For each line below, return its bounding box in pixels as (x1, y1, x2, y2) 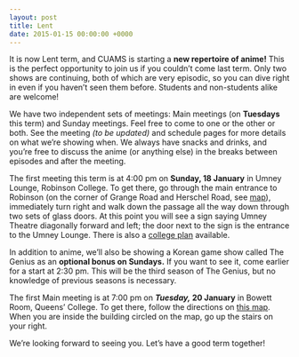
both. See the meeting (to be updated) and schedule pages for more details (9, 128, 287, 139)
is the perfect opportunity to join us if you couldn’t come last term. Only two (9, 63, 287, 74)
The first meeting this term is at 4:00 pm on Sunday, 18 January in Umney (9, 173, 282, 184)
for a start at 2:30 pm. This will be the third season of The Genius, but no (9, 266, 276, 276)
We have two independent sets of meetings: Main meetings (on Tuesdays (9, 108, 280, 120)
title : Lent (9, 21, 53, 30)
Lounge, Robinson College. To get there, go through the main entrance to (9, 183, 278, 194)
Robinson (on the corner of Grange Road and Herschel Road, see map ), (9, 192, 271, 202)
